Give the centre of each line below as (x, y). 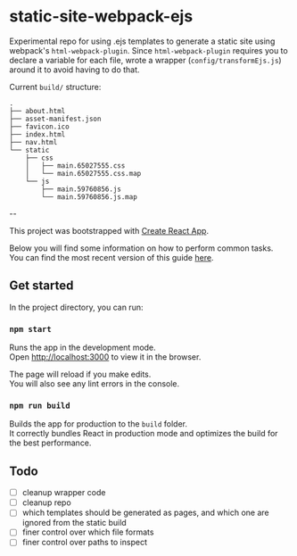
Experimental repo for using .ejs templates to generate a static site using (142, 41)
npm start (30, 329)
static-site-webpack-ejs (101, 17)
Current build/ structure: (55, 87)
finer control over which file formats (88, 532)
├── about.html (37, 111)
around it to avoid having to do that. (74, 70)
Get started (41, 286)
